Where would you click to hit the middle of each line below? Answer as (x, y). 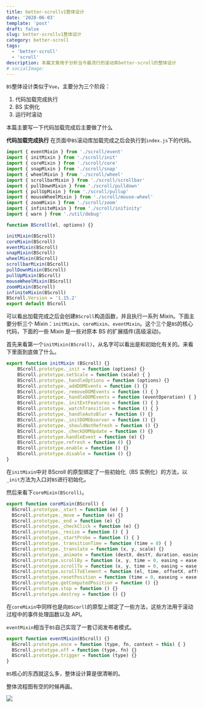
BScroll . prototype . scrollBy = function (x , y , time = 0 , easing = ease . (106, 560)
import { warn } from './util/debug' (54, 214)
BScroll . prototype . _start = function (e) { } (70, 509)
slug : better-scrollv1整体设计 (44, 35)
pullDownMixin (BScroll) (36, 270)
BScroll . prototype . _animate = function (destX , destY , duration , (96, 555)
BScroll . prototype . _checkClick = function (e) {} (76, 526)
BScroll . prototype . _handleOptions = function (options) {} (93, 380)
